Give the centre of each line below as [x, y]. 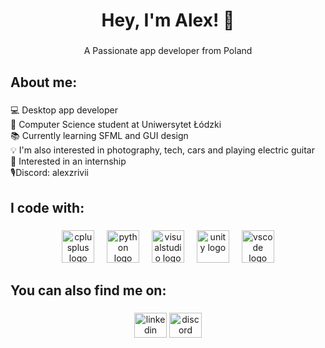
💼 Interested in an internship [68, 161]
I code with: [47, 207]
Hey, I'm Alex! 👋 [168, 20]
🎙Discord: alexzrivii [49, 173]
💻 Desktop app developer [64, 110]
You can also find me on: [88, 290]
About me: [44, 82]
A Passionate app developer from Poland [168, 51]
